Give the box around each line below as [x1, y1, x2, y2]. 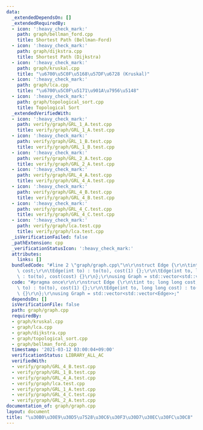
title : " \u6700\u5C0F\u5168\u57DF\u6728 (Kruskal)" [17, 71, 150, 77]
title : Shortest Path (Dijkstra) [17, 54, 101, 60]
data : [6, 8, 20, 15]
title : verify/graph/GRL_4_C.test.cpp [17, 211, 115, 218]
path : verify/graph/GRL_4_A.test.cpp [17, 172, 112, 179]
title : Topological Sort [17, 104, 80, 111]
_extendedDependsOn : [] [11, 15, 71, 21]
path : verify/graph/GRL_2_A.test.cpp [17, 155, 112, 161]
